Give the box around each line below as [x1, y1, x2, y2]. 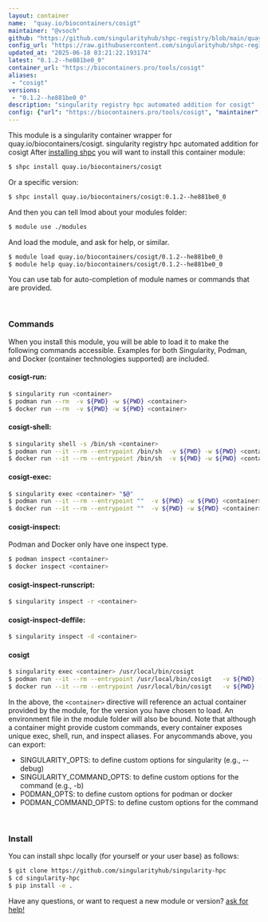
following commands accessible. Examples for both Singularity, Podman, [8, 345, 247, 355]
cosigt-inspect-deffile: [8, 615, 86, 624]
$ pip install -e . [8, 882, 73, 890]
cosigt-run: [8, 372, 47, 382]
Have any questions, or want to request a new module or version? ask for [8, 896, 249, 906]
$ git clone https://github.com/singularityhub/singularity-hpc [8, 867, 227, 875]
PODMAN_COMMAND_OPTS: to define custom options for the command [19, 798, 258, 808]
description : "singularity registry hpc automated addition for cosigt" [8, 101, 255, 109]
